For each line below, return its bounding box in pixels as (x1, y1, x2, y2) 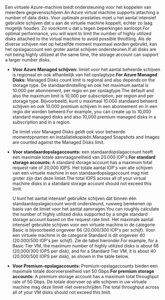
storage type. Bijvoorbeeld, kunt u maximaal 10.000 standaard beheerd (12, 98, 158, 104)
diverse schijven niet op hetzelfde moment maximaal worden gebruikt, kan (5, 41, 157, 47)
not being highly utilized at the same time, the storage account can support (5, 52, 159, 58)
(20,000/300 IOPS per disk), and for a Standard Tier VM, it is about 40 (12, 248, 156, 254)
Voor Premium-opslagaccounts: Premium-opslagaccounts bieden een (12, 263, 158, 269)
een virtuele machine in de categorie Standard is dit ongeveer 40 (12, 233, 145, 238)
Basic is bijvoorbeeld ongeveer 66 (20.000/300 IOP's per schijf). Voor (12, 227, 156, 233)
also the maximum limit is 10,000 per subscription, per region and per (12, 93, 154, 99)
